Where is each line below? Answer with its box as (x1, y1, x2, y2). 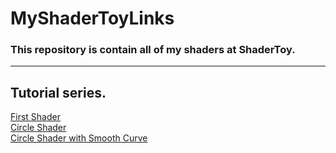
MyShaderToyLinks (10, 7, 175, 30)
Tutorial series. (10, 84, 107, 101)
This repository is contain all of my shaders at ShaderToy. (10, 43, 296, 57)
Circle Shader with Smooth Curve (10, 132, 148, 144)
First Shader (10, 111, 61, 123)
